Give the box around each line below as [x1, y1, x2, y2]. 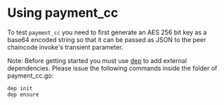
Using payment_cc [7, 5, 119, 21]
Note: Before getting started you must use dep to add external [7, 56, 187, 64]
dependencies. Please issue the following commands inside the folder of [7, 64, 218, 72]
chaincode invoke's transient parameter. [7, 43, 124, 51]
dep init [7, 85, 33, 92]
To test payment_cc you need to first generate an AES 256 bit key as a [7, 28, 207, 36]
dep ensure [7, 91, 39, 98]
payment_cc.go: [7, 71, 54, 80]
